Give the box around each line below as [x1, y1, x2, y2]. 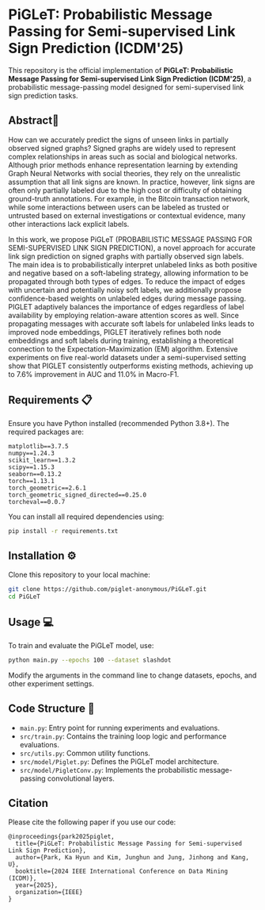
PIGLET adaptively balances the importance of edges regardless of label [8, 301, 244, 311]
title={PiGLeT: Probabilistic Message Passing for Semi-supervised [15, 839, 243, 848]
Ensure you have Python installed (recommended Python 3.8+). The [8, 418, 229, 428]
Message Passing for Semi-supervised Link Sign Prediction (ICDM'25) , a [8, 74, 252, 83]
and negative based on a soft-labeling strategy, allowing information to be [8, 268, 249, 278]
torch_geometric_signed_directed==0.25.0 [8, 490, 147, 499]
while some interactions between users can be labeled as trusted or [8, 202, 229, 212]
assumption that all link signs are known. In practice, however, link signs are [8, 177, 256, 186]
